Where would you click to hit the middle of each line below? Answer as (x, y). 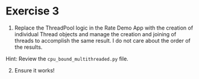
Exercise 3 (33, 11)
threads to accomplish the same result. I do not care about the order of (103, 40)
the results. (28, 47)
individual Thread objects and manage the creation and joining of (95, 34)
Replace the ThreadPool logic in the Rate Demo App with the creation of (104, 28)
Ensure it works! (34, 70)
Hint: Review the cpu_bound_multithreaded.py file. (67, 58)
